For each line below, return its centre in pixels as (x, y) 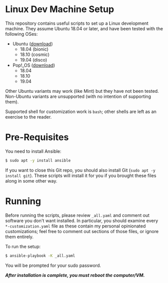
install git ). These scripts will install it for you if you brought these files (81, 176)
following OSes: (22, 34)
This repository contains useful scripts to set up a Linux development (77, 23)
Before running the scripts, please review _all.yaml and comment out (77, 215)
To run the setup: (23, 246)
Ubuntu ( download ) (33, 43)
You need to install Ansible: (33, 151)
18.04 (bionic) (34, 49)
